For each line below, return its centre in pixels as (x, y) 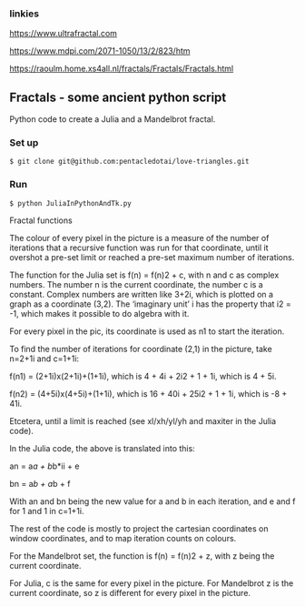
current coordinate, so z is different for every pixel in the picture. (130, 592)
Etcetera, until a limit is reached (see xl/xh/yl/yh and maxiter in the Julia (143, 420)
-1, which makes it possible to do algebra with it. (99, 313)
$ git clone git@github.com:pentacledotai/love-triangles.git (129, 162)
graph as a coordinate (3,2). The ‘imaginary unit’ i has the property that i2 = (151, 304)
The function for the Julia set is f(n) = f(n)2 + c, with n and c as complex (144, 275)
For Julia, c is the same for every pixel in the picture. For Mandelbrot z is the (152, 583)
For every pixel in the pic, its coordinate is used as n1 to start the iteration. (147, 331)
